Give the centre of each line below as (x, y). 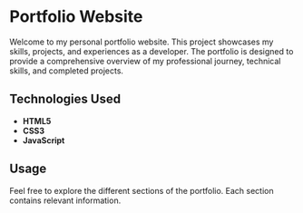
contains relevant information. (65, 200)
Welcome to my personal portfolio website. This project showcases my (142, 42)
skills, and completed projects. (67, 71)
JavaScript (44, 140)
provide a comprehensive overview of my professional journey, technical (145, 61)
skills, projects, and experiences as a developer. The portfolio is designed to (151, 51)
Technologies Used (65, 99)
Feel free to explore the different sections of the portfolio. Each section (142, 190)
